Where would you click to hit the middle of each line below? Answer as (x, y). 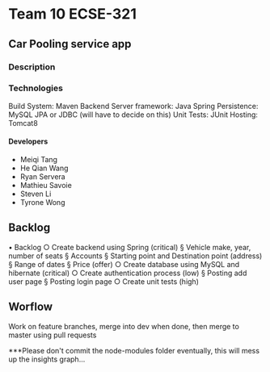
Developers (28, 141)
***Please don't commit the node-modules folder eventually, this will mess (134, 350)
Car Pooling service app (70, 44)
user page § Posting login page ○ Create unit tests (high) (104, 281)
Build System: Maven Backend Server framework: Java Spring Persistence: (133, 106)
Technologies (36, 88)
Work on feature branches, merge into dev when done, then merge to (124, 326)
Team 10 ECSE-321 (73, 14)
